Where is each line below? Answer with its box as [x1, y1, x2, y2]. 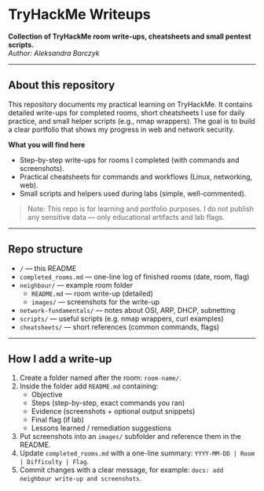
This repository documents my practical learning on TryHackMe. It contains [8, 99, 253, 109]
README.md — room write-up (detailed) [31, 288, 153, 298]
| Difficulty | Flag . [19, 457, 89, 467]
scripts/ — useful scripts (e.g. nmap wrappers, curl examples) [19, 314, 224, 323]
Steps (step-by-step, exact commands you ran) [31, 398, 185, 407]
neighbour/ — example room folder [19, 280, 134, 289]
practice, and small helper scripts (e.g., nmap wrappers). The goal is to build [8, 116, 255, 125]
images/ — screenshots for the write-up [31, 297, 159, 307]
